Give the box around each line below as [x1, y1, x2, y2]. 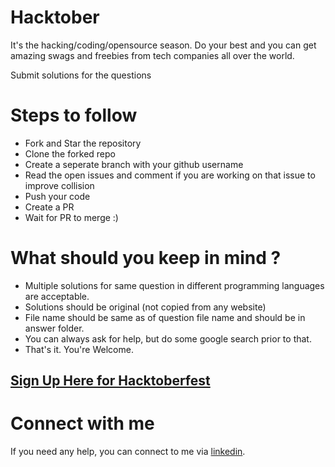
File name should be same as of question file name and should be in [24, 311, 306, 323]
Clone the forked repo [24, 147, 117, 160]
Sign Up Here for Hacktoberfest [10, 372, 211, 390]
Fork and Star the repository [24, 137, 142, 149]
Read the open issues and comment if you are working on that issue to [24, 169, 316, 181]
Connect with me [10, 412, 155, 435]
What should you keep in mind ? [10, 247, 282, 270]
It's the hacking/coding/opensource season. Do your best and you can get [10, 39, 317, 51]
